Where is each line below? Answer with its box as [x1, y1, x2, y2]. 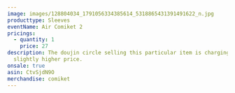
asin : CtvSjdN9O [7, 69, 55, 76]
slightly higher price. [13, 56, 83, 63]
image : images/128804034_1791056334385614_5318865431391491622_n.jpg [7, 10, 215, 17]
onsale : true [7, 62, 45, 69]
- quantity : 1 [13, 36, 55, 43]
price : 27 [20, 43, 49, 50]
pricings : [7, 29, 36, 37]
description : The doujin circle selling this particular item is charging [7, 50, 230, 57]
